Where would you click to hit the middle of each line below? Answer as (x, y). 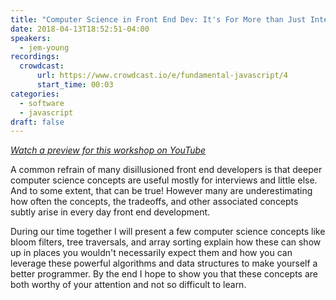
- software (42, 103)
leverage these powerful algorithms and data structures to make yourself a (164, 263)
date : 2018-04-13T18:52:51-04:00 (80, 29)
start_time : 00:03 (75, 85)
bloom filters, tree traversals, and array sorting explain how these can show (166, 242)
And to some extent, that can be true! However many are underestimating (161, 191)
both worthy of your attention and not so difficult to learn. (128, 285)
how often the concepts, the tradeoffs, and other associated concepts (154, 202)
